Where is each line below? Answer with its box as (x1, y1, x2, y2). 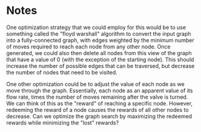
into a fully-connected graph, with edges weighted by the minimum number (6, 36, 195, 44)
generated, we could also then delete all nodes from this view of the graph (6, 49, 192, 56)
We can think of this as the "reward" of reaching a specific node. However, (6, 99, 193, 107)
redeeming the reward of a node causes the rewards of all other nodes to (6, 106, 189, 113)
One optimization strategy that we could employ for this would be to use (6, 24, 186, 31)
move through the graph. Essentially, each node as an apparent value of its (6, 87, 193, 94)
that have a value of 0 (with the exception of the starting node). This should (6, 56, 194, 63)
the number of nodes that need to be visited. (6, 68, 117, 76)
